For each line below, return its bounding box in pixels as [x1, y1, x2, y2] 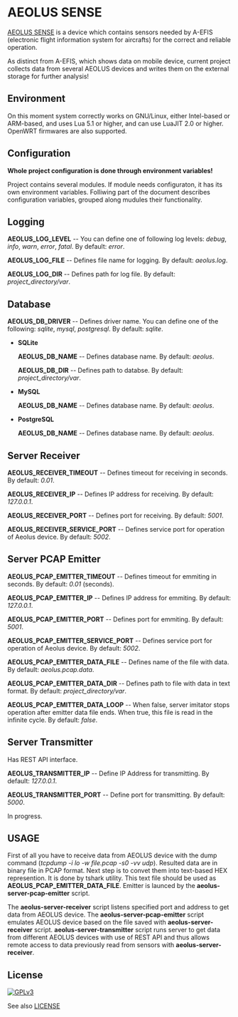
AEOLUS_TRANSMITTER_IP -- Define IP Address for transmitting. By [7, 769, 210, 778]
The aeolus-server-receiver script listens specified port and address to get [7, 903, 229, 912]
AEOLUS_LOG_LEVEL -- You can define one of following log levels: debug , [7, 234, 227, 243]
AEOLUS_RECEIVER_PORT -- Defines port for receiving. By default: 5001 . [7, 511, 224, 520]
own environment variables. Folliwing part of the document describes [7, 187, 211, 196]
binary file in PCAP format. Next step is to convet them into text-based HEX [7, 867, 227, 875]
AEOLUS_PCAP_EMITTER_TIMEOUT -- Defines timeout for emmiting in [7, 572, 217, 581]
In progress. [7, 812, 43, 820]
